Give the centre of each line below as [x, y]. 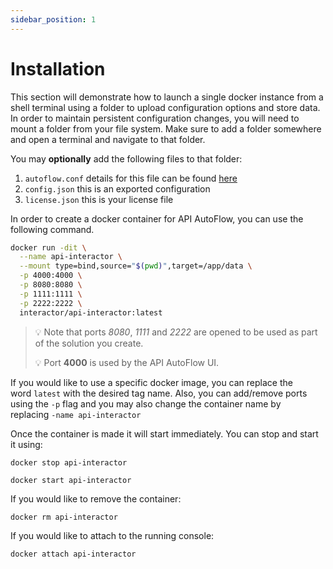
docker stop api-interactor [69, 462]
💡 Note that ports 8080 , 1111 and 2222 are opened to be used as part [176, 332]
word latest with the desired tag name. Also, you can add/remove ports [159, 393]
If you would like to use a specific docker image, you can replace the [151, 382]
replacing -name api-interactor [76, 414]
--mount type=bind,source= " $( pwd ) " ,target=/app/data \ [136, 266]
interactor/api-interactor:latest [91, 312]
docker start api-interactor [71, 480]
